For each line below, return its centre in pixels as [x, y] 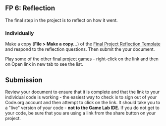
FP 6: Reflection [30, 8]
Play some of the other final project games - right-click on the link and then [82, 59]
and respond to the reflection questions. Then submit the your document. [80, 49]
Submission [24, 80]
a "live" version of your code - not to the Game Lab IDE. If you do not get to [82, 108]
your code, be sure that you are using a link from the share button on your [81, 113]
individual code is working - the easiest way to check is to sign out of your [81, 97]
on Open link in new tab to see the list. [44, 64]
